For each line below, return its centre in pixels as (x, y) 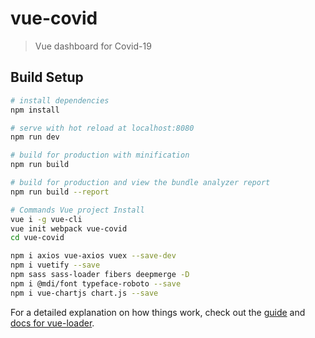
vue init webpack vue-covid (69, 228)
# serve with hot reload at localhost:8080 (102, 128)
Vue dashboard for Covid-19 (93, 46)
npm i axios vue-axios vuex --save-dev (93, 256)
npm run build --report (60, 192)
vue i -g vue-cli (46, 219)
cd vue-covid (37, 238)
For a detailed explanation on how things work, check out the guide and (158, 312)
